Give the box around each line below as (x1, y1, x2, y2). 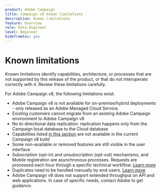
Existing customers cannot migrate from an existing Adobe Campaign (12, 110, 151, 116)
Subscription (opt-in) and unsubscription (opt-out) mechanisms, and (12, 151, 148, 158)
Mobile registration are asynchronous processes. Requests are (12, 157, 137, 162)
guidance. (12, 182, 32, 188)
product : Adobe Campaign (5, 7, 55, 12)
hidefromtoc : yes (5, 34, 40, 39)
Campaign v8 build (12, 136, 50, 142)
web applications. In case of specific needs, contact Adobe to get (12, 177, 144, 183)
